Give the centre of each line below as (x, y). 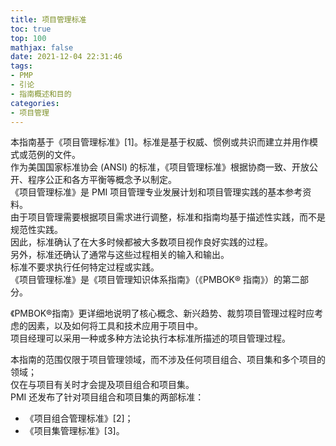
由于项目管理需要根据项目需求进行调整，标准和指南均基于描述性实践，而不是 (168, 217)
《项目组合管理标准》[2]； (79, 418)
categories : (35, 103)
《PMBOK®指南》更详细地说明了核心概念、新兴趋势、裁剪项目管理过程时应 (162, 313)
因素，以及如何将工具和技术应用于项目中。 (115, 326)
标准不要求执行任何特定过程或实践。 (85, 267)
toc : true (31, 29)
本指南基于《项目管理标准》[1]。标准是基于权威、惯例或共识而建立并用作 (160, 142)
